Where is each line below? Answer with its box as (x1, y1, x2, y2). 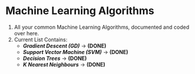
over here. (14, 29, 39, 36)
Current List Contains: (14, 36, 68, 43)
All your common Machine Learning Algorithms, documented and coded (14, 23, 190, 31)
